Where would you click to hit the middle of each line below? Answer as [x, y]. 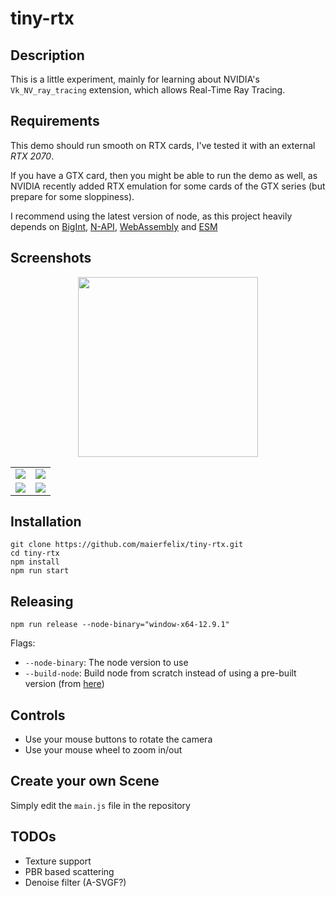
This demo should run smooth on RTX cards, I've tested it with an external [163, 145]
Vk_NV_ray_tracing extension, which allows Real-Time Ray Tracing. [148, 90]
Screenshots [51, 258]
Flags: [23, 643]
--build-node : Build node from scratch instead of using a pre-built [160, 673]
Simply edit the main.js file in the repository [100, 805]
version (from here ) [64, 684]
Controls [38, 715]
